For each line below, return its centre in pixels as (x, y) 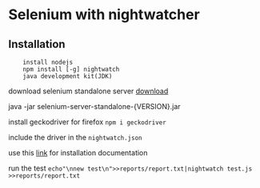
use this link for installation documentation (78, 153)
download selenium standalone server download (88, 91)
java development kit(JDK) (68, 76)
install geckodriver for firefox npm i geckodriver (87, 122)
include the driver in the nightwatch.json (75, 137)
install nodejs (48, 62)
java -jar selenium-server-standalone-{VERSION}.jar (95, 106)
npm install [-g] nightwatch (71, 69)
